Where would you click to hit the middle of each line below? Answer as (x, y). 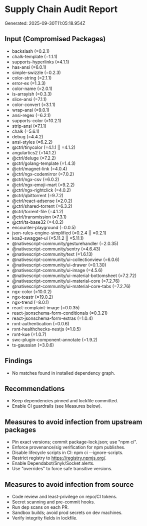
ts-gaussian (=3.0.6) (33, 345)
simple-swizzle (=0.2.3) (36, 72)
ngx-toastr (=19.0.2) (32, 297)
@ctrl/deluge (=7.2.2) (34, 158)
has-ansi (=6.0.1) (29, 67)
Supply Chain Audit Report (61, 9)
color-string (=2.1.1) (32, 78)
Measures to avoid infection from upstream (73, 422)
